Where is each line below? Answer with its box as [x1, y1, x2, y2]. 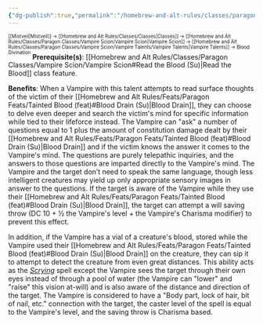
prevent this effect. [8, 217, 69, 227]
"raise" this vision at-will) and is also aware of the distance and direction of [8, 282, 250, 292]
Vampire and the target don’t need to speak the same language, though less [8, 167, 253, 177]
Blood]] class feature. [8, 68, 78, 78]
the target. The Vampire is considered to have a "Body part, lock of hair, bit [8, 291, 250, 300]
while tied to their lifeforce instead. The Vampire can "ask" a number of [8, 117, 237, 126]
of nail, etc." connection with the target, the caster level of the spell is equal [8, 299, 252, 308]
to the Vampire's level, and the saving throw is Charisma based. [8, 308, 213, 317]
